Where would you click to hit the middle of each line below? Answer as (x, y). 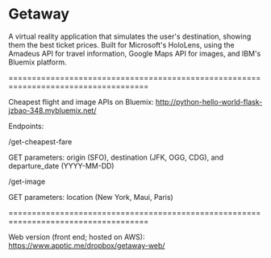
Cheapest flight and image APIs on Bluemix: (81, 102)
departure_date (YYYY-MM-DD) (61, 165)
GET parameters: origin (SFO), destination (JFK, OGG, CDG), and (116, 157)
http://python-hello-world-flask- (209, 102)
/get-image (27, 181)
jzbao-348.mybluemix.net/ (52, 110)
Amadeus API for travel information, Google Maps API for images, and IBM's (135, 53)
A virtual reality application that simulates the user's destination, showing (130, 36)
